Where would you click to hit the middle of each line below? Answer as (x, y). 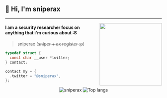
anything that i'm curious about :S (41, 33)
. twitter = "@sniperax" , (35, 76)
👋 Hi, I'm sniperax (33, 9)
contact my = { (21, 71)
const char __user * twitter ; (40, 58)
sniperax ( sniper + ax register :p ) (51, 44)
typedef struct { (23, 53)
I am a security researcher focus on (42, 27)
